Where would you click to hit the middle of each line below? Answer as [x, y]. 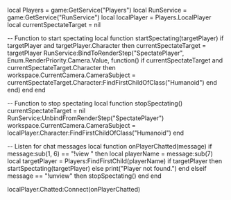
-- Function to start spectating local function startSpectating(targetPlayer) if [115, 38]
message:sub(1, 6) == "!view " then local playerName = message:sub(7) [110, 153]
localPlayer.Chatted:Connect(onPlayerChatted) [74, 189]
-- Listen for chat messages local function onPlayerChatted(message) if [110, 146]
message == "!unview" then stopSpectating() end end [84, 176]
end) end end [26, 90]
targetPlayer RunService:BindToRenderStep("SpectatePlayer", [96, 53]
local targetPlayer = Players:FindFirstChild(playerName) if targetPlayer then [115, 161]
